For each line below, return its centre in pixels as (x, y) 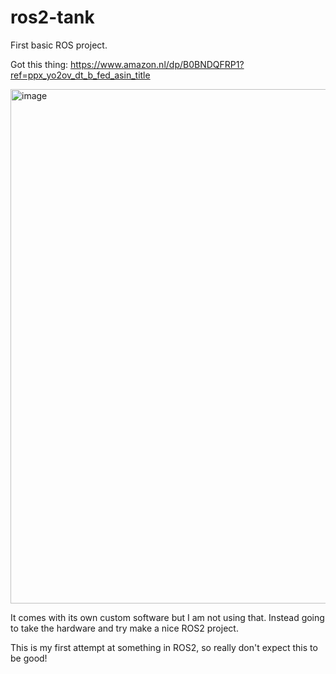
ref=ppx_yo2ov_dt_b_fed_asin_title (80, 75)
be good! (29, 658)
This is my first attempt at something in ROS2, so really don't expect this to (164, 647)
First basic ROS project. (59, 45)
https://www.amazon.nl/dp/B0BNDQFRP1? (157, 64)
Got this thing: (39, 64)
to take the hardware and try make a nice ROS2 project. (124, 628)
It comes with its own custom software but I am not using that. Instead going (167, 617)
